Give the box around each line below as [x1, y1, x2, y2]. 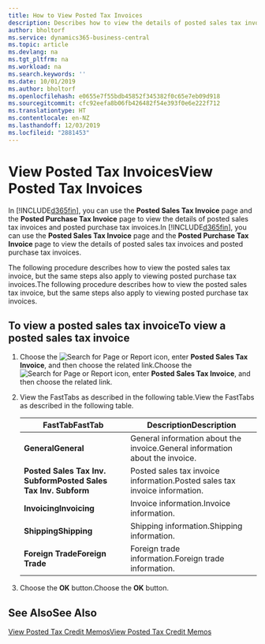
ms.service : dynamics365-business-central [8, 33, 150, 42]
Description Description [147, 419, 237, 430]
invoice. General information [129, 443, 233, 454]
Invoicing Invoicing [23, 503, 95, 514]
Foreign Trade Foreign [23, 549, 106, 560]
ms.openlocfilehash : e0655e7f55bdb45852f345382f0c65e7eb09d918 [8, 92, 221, 100]
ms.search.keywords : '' [8, 70, 87, 78]
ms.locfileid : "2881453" [8, 128, 90, 136]
